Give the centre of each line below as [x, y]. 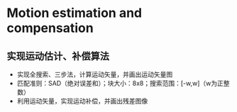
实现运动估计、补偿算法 [58, 56]
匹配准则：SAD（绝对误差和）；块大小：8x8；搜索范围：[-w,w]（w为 [117, 83]
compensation [50, 28]
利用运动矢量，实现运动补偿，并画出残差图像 [82, 101]
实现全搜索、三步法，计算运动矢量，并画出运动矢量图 [95, 74]
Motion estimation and [75, 13]
